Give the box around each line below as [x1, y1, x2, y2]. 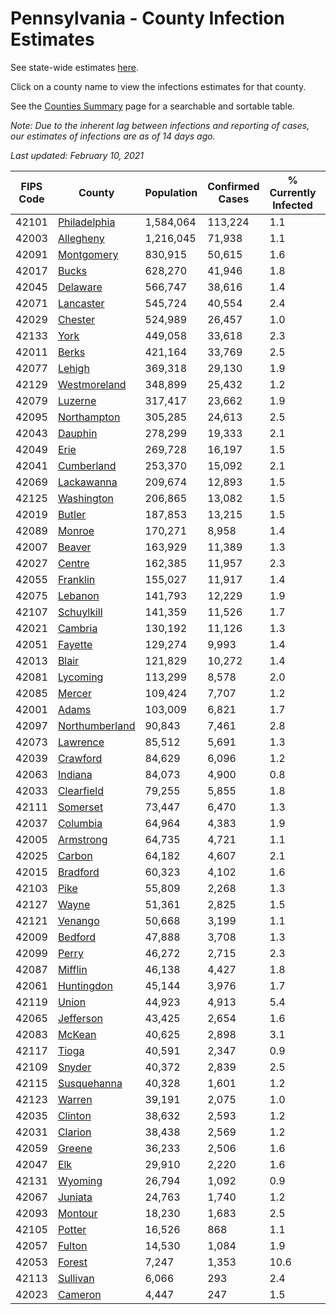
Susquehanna [57, 1076, 123, 1090]
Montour [57, 1206, 98, 1220]
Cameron [57, 1287, 102, 1301]
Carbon [57, 848, 93, 862]
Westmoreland [57, 377, 127, 391]
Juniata [57, 1190, 93, 1204]
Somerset [57, 800, 104, 814]
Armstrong [57, 832, 108, 846]
